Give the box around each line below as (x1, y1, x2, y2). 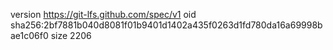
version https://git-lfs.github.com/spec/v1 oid (10, 9, 197, 20)
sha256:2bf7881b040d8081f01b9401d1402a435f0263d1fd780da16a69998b (10, 19, 323, 31)
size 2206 (50, 30, 92, 41)
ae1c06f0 (10, 30, 49, 41)
